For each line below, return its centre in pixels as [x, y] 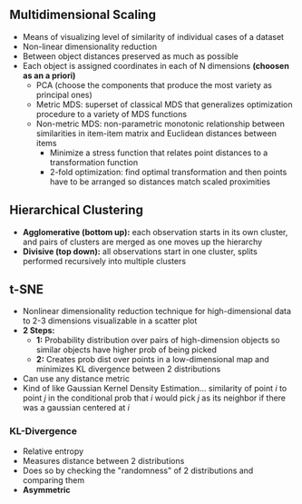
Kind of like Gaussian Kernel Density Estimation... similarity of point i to [155, 389]
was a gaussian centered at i [76, 408]
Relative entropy [53, 451]
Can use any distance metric [76, 379]
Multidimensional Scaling [83, 15]
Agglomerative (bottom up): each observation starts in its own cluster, [155, 232]
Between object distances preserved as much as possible [130, 56]
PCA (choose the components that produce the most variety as [154, 84]
